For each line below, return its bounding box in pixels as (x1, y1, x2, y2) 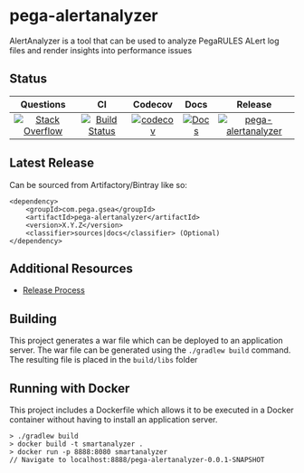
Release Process (22, 285, 86, 296)
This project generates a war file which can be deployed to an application (9, 336, 283, 346)
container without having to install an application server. (9, 414, 218, 425)
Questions (20, 98, 66, 110)
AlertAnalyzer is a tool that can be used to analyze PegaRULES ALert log (9, 35, 280, 46)
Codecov (132, 98, 174, 110)
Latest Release (9, 156, 95, 171)
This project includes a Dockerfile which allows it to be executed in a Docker (9, 404, 294, 415)
